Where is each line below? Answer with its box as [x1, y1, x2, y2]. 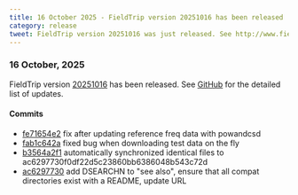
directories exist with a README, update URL [21, 175, 187, 186]
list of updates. [9, 88, 64, 98]
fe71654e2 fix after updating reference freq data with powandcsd [21, 128, 262, 138]
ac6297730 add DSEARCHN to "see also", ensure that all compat [21, 166, 260, 176]
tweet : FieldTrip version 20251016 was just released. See [9, 29, 232, 38]
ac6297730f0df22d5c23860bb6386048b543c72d [21, 156, 208, 167]
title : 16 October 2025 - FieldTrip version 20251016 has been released [9, 12, 284, 22]
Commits [9, 108, 44, 120]
